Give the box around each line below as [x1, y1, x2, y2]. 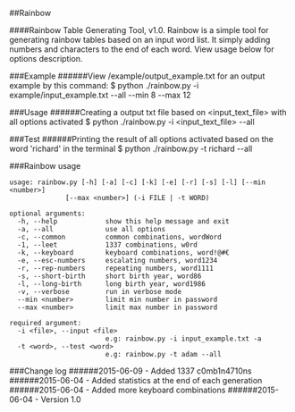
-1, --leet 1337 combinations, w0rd [17, 240, 198, 249]
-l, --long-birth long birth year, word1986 [17, 280, 206, 289]
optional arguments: [9, 209, 87, 218]
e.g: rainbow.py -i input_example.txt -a [105, 334, 262, 343]
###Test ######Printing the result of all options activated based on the [9, 134, 274, 144]
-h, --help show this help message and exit [17, 217, 230, 226]
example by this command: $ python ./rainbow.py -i [9, 80, 199, 90]
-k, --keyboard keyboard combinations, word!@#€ [17, 248, 230, 257]
